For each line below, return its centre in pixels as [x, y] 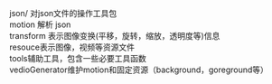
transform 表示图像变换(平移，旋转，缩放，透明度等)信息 [115, 36]
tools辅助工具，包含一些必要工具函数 [78, 58]
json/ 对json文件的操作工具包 [63, 13]
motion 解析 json [40, 24]
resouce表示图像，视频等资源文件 [72, 47]
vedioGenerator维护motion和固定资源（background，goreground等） [139, 70]
